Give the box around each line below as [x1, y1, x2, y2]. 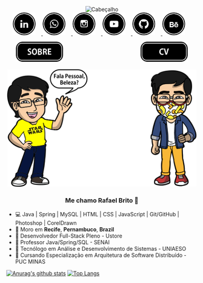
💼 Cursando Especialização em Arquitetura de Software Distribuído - [15, 251, 187, 259]
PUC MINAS [15, 258, 45, 265]
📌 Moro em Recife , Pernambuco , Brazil [15, 225, 115, 233]
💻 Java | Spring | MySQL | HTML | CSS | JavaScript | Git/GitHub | [15, 210, 180, 218]
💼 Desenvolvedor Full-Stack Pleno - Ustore [15, 232, 122, 239]
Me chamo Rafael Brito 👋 [65, 196, 139, 205]
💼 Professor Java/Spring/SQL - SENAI [15, 238, 110, 245]
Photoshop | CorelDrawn [15, 219, 77, 227]
